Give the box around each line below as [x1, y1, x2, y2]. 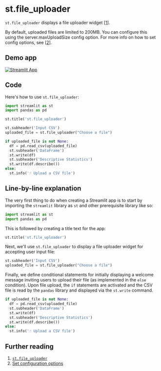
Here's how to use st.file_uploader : [5, 94, 80, 100]
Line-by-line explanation [5, 185, 81, 193]
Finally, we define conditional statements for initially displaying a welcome [5, 272, 154, 278]
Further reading [5, 342, 54, 350]
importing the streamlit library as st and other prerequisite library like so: [5, 202, 154, 209]
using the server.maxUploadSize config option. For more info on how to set [5, 34, 156, 40]
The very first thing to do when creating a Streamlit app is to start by [5, 197, 142, 203]
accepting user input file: [5, 249, 55, 255]
